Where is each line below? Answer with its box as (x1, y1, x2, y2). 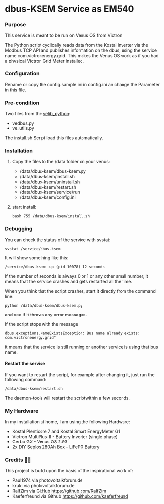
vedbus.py (12, 120, 34, 126)
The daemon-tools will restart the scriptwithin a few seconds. (5, 395, 130, 401)
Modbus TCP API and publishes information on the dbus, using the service (5, 47, 157, 53)
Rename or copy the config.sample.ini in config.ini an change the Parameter (5, 81, 160, 87)
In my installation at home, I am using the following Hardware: (5, 419, 130, 425)
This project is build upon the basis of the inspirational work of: (5, 468, 133, 474)
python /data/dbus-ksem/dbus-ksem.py (5, 303, 83, 308)
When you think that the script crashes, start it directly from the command (5, 288, 156, 294)
